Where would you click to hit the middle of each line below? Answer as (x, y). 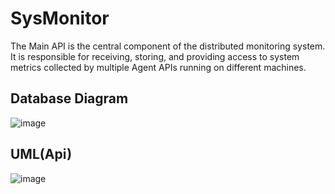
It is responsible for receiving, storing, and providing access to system (155, 56)
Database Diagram (69, 98)
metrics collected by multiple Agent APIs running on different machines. (158, 67)
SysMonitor (60, 18)
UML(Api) (41, 154)
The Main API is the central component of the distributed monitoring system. (168, 46)
